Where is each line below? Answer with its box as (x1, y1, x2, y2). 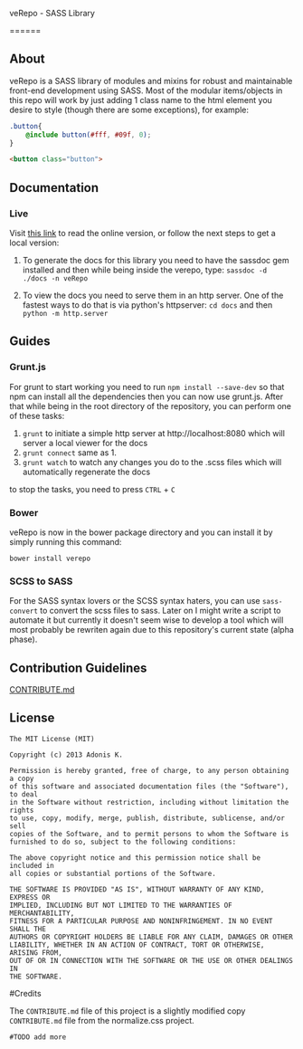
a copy (9, 774, 34, 783)
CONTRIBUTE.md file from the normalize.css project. (9, 1015, 194, 1025)
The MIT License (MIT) (9, 734, 95, 743)
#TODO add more (9, 1032, 67, 1042)
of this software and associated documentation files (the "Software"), (9, 782, 289, 791)
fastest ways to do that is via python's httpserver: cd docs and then (22, 300, 273, 310)
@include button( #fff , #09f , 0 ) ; (25, 130, 152, 139)
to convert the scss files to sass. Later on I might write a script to (40, 606, 281, 616)
